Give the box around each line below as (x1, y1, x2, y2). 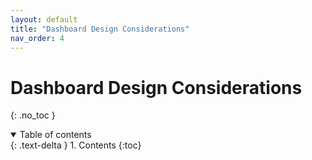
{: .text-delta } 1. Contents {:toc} (10, 139, 142, 151)
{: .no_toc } (10, 109, 56, 121)
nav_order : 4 (10, 33, 65, 43)
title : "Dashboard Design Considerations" (10, 24, 190, 34)
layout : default (10, 14, 78, 25)
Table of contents (19, 129, 92, 141)
